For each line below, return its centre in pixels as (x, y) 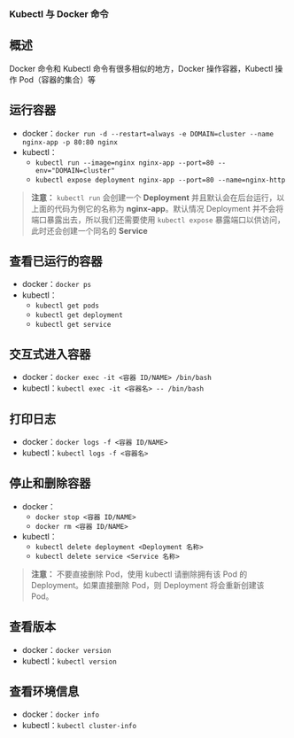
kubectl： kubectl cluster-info (79, 726)
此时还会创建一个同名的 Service (89, 230)
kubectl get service (73, 325)
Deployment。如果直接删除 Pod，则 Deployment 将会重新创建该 (147, 585)
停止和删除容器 (50, 483)
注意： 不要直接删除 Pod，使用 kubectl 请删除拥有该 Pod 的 (139, 574)
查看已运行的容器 (56, 261)
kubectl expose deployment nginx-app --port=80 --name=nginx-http (160, 180)
